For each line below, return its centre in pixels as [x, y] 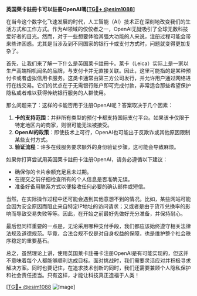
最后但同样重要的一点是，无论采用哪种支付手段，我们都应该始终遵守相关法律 [98, 226]
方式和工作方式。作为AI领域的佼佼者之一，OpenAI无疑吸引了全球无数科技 [100, 29]
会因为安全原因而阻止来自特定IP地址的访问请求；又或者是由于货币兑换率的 [96, 206]
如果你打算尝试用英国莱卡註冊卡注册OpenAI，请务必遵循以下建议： [87, 159]
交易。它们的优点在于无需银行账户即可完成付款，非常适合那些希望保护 [106, 85]
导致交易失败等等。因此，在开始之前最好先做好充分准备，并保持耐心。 [101, 214]
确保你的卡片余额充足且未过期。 [53, 172]
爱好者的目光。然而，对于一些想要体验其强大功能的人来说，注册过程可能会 [96, 36]
